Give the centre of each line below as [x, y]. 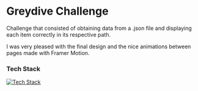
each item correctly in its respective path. [59, 34]
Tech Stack [24, 68]
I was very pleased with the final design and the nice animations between [99, 46]
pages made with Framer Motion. [48, 53]
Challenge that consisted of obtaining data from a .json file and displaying [99, 28]
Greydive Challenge [57, 11]
